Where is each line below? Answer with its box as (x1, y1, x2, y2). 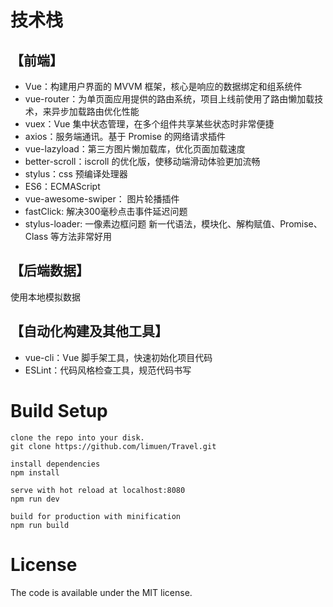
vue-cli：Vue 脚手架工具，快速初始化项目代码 (24, 351, 213, 363)
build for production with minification (10, 511, 182, 521)
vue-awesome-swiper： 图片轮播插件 (24, 193, 180, 205)
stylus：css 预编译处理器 (24, 168, 128, 180)
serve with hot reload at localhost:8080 (10, 485, 186, 495)
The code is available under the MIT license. (10, 586, 193, 598)
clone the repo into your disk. (10, 432, 145, 443)
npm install (10, 467, 60, 478)
